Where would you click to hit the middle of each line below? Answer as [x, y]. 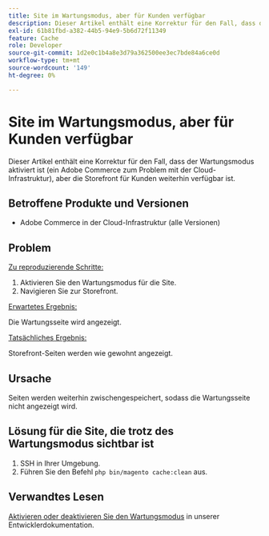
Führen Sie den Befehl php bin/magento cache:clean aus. [114, 472]
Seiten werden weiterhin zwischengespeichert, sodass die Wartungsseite [129, 398]
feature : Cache [34, 38]
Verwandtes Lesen [56, 497]
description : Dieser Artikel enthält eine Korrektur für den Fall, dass [132, 23]
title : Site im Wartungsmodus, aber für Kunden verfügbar [107, 16]
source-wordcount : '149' [50, 68]
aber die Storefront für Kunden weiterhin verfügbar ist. [146, 178]
